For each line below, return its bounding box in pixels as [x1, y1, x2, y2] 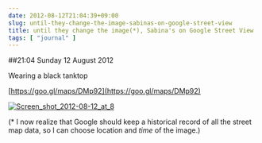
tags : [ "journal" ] [8, 33, 77, 42]
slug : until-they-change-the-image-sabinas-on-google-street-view [8, 19, 233, 27]
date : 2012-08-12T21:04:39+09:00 [8, 11, 119, 20]
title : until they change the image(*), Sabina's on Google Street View [8, 26, 254, 34]
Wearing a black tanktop [8, 71, 88, 80]
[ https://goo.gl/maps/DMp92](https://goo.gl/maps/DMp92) [8, 87, 201, 96]
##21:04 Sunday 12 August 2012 [8, 56, 114, 65]
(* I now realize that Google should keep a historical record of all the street [8, 117, 252, 127]
